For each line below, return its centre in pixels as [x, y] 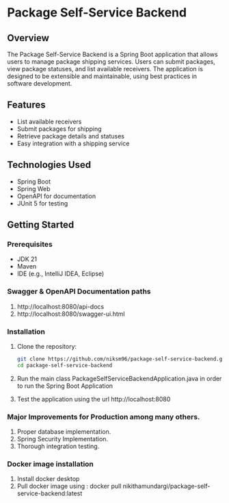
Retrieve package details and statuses [71, 136]
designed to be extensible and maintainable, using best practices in [102, 76]
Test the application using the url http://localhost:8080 [94, 399]
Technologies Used [49, 165]
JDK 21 [27, 259]
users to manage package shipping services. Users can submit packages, [111, 62]
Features [26, 105]
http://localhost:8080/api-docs [60, 306]
